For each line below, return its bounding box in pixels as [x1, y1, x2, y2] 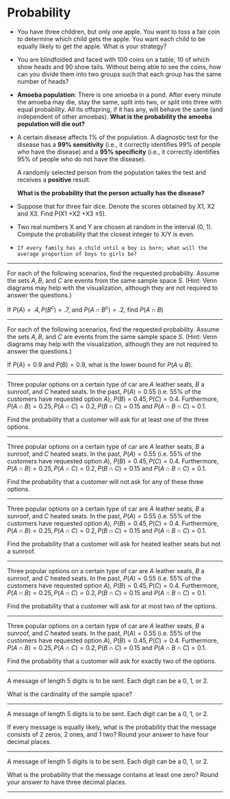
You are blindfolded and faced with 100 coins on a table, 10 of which [16, 55, 210, 63]
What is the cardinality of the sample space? [7, 690, 133, 698]
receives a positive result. [16, 175, 91, 183]
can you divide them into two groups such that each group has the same [16, 70, 222, 78]
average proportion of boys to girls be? [16, 251, 137, 257]
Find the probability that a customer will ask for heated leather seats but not [7, 540, 221, 548]
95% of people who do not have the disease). [16, 154, 146, 163]
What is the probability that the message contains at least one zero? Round [7, 770, 219, 778]
